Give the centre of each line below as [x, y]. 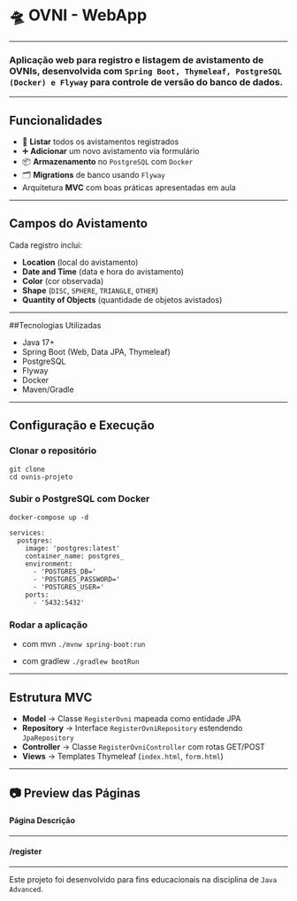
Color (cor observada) [63, 281]
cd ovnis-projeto [41, 477]
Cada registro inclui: [46, 245]
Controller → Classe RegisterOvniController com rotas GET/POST [143, 746]
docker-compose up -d [49, 517]
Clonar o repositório [53, 450]
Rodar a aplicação [49, 625]
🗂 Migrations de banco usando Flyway [94, 175]
